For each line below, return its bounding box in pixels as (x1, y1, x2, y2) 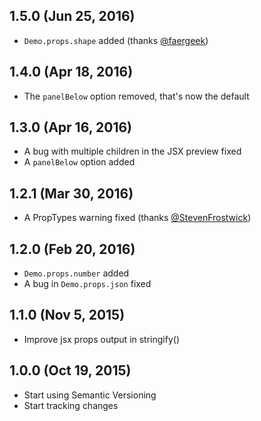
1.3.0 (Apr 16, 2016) (9, 119, 132, 136)
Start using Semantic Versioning (23, 389, 157, 401)
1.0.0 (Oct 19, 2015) (9, 362, 132, 379)
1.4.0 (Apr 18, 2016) (9, 64, 134, 81)
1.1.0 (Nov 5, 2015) (9, 307, 126, 324)
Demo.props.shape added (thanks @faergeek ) (23, 34, 209, 46)
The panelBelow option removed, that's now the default (23, 90, 250, 102)
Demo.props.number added (23, 267, 130, 279)
